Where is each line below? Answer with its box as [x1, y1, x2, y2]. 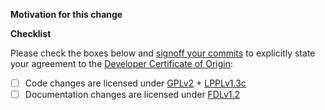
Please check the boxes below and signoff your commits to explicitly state [10, 47, 316, 59]
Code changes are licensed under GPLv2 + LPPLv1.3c [24, 77, 247, 89]
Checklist [10, 28, 52, 39]
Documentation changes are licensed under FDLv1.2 [24, 89, 241, 101]
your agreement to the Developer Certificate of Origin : [10, 58, 233, 69]
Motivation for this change [10, 9, 123, 20]
